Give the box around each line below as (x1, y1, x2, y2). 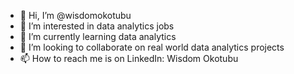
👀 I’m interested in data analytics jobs (19, 20, 175, 32)
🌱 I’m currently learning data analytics (19, 31, 177, 42)
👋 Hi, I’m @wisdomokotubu (19, 10, 132, 21)
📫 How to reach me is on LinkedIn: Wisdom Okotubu (19, 53, 239, 64)
